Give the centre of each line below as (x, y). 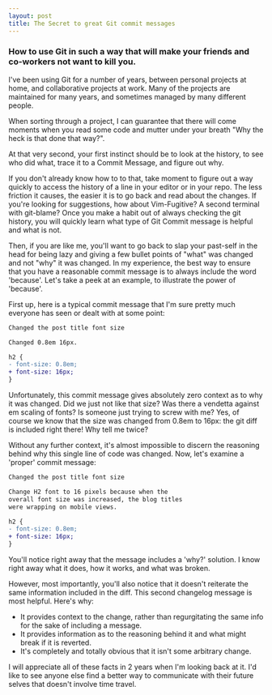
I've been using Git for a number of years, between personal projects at (127, 79)
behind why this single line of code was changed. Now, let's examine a (126, 454)
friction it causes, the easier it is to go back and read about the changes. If (132, 195)
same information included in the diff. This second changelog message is (130, 593)
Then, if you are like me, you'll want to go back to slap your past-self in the (133, 245)
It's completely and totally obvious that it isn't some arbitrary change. (136, 651)
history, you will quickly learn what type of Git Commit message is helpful (131, 221)
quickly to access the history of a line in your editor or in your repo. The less (136, 186)
